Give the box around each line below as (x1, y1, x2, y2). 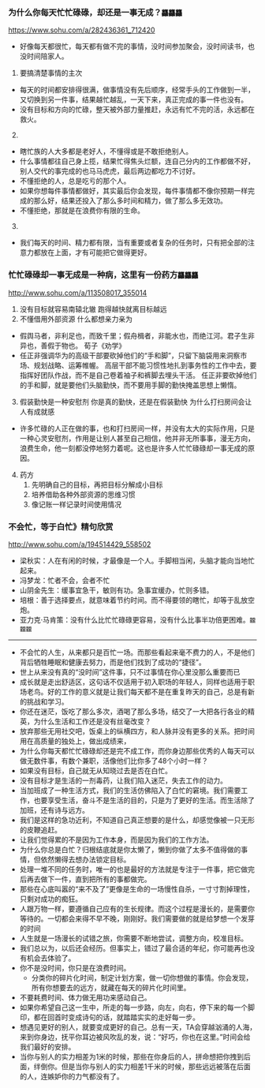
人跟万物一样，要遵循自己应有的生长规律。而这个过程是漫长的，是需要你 (19, 903, 255, 913)
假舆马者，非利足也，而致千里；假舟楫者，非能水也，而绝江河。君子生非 (19, 331, 255, 340)
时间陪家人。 (26, 51, 69, 61)
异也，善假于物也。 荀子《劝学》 (19, 341, 126, 350)
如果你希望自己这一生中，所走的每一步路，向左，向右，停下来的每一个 (19, 1002, 248, 1011)
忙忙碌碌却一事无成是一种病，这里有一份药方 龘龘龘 (8, 270, 199, 281)
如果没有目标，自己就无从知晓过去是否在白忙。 (19, 765, 172, 775)
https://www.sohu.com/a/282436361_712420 (8, 25, 155, 35)
